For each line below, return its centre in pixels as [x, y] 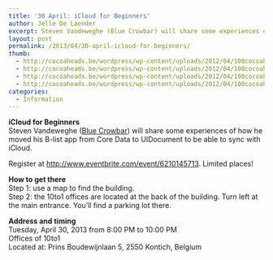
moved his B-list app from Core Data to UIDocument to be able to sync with [135, 140]
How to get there [37, 180]
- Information [39, 99]
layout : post [30, 39]
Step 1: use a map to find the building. [71, 188]
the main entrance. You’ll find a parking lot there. [90, 206]
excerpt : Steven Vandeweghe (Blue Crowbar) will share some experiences [134, 31]
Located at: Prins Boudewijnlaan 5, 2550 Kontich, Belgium [105, 247]
